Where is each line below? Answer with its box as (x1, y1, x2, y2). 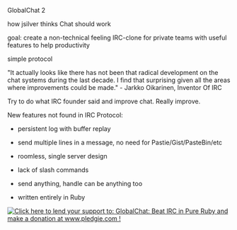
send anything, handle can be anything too (17, 180, 143, 188)
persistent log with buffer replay (17, 125, 111, 133)
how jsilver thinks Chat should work (7, 20, 111, 28)
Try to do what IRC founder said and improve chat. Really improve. (7, 97, 201, 105)
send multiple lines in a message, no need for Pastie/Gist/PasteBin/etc (17, 138, 223, 146)
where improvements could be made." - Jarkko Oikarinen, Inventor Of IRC (7, 84, 223, 91)
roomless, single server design (17, 152, 108, 160)
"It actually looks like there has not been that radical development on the (7, 69, 219, 76)
